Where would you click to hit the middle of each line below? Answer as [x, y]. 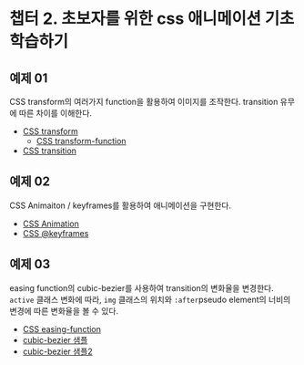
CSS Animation [51, 224]
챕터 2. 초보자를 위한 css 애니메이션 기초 [152, 19]
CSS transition [50, 151]
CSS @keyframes [56, 233]
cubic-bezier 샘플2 [57, 351]
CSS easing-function [62, 328]
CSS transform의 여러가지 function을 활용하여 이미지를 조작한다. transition [144, 102]
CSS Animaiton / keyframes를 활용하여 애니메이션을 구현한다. [121, 205]
